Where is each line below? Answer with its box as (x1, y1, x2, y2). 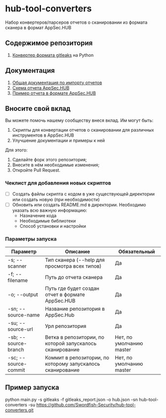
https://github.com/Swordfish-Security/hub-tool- (36, 402, 136, 408)
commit (7, 367, 25, 373)
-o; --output (7, 291, 39, 298)
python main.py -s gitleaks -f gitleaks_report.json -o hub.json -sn (5, 396, 138, 402)
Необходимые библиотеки (19, 218, 76, 224)
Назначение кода (19, 212, 57, 218)
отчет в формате (45, 291, 85, 298)
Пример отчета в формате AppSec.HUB (12, 90, 96, 96)
